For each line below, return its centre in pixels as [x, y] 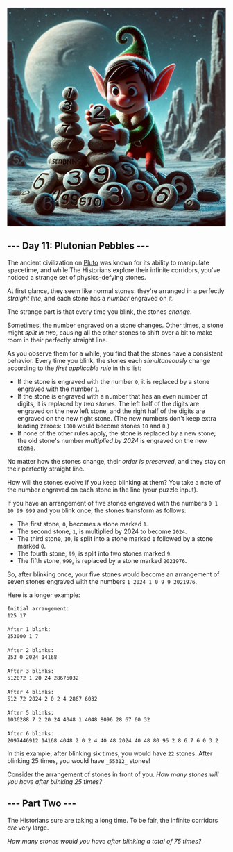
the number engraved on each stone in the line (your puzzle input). [103, 490]
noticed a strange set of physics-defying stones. [77, 277]
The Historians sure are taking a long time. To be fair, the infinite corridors [113, 820]
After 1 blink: [29, 629]
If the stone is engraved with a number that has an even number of [112, 396]
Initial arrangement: [38, 608]
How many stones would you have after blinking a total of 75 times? [104, 841]
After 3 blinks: [31, 671]
